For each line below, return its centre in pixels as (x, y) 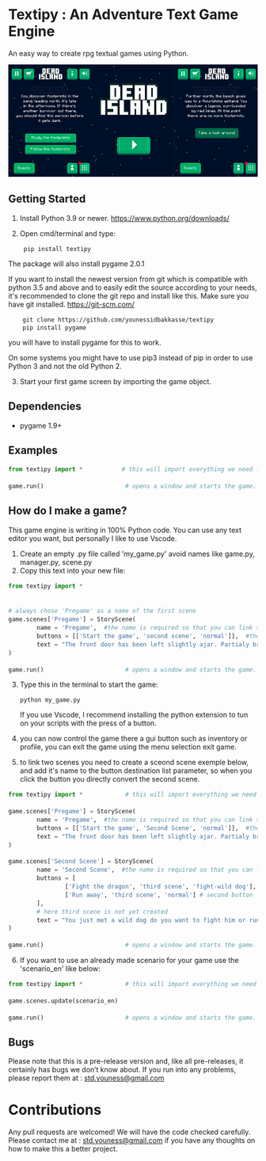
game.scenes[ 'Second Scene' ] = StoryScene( (81, 862)
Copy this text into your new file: (72, 570)
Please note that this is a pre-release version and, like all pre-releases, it (126, 1061)
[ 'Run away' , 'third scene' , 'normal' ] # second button (159, 895)
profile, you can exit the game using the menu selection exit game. (128, 747)
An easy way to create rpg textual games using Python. (99, 53)
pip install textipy (57, 249)
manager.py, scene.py (56, 562)
